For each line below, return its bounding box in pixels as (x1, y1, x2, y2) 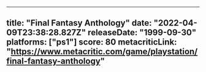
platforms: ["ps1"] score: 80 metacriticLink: (6, 37, 177, 48)
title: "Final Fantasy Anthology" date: (6, 18, 152, 28)
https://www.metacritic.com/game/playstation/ (10, 46, 198, 57)
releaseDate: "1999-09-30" (88, 27, 197, 38)
